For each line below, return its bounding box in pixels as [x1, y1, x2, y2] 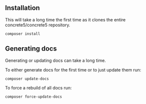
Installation [5, 4, 40, 12]
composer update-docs [5, 76, 49, 81]
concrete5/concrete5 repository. [5, 22, 71, 28]
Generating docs [5, 45, 57, 53]
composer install [5, 31, 41, 36]
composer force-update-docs [5, 94, 63, 99]
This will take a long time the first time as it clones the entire [5, 17, 126, 22]
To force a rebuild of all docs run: [5, 85, 72, 90]
